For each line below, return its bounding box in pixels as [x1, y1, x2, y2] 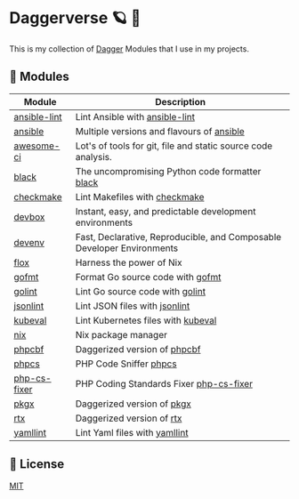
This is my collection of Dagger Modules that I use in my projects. [9, 43, 249, 54]
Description [155, 95, 206, 108]
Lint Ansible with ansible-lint [75, 110, 196, 123]
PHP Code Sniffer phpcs [75, 358, 177, 370]
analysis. [75, 150, 113, 163]
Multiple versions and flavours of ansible [75, 125, 245, 137]
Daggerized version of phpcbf [75, 342, 201, 355]
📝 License [9, 456, 65, 472]
